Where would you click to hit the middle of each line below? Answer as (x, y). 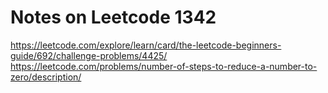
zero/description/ (46, 77)
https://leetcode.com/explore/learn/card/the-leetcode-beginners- (146, 45)
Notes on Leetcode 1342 (113, 17)
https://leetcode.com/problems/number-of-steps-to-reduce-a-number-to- (164, 66)
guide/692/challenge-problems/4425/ (89, 55)
